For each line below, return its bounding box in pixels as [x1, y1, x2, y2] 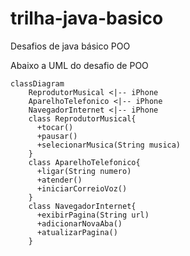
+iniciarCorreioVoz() [36, 183, 128, 194]
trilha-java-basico [10, 7, 164, 30]
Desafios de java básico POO [10, 40, 131, 52]
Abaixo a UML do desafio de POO [10, 59, 149, 71]
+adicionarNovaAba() [36, 218, 123, 229]
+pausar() [36, 131, 78, 141]
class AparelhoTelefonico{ [28, 157, 141, 167]
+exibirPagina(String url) [36, 210, 150, 220]
